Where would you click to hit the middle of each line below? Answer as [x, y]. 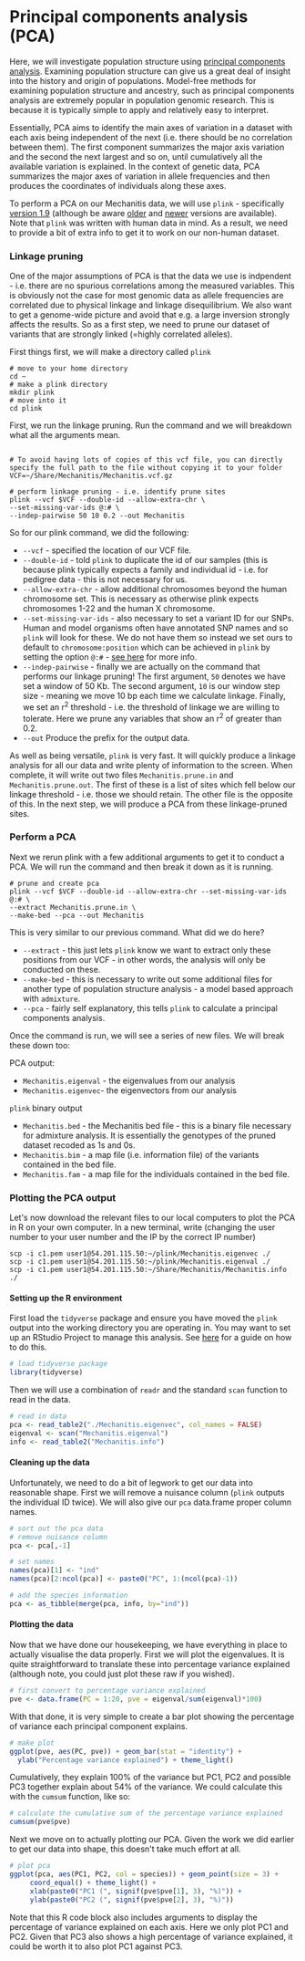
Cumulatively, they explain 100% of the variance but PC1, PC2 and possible [150, 1778]
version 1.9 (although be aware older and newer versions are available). [143, 213]
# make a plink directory [58, 385]
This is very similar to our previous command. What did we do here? [137, 932]
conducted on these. [61, 969]
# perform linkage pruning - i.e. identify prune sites [117, 492]
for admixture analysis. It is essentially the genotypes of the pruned [149, 1135]
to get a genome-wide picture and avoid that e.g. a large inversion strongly [150, 315]
